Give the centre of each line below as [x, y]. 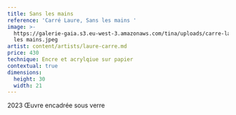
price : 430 [23, 53]
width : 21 [28, 86]
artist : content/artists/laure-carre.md [67, 46]
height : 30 [29, 79]
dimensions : [25, 72]
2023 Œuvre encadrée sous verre [56, 105]
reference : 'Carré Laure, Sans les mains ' [72, 20]
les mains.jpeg [36, 40]
